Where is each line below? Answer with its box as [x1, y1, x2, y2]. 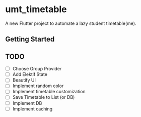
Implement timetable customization [12, 89, 86, 95]
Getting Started [5, 35, 55, 44]
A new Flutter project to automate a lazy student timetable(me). [5, 20, 136, 26]
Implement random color [12, 83, 64, 89]
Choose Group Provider [12, 66, 62, 72]
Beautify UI [12, 77, 36, 83]
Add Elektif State [12, 71, 48, 77]
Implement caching [12, 105, 53, 112]
